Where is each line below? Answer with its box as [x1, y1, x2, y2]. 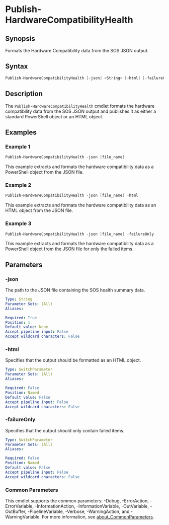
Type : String [5, 297, 33, 302]
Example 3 [5, 220, 32, 227]
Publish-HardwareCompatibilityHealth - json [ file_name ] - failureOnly [5, 232, 154, 237]
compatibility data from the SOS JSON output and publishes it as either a [5, 108, 156, 114]
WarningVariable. [5, 513, 41, 519]
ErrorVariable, [5, 503, 34, 509]
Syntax [5, 62, 28, 71]
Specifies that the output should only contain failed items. [5, 427, 125, 433]
